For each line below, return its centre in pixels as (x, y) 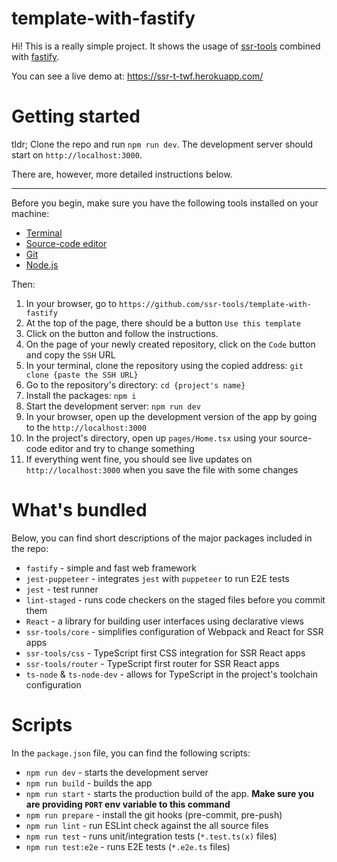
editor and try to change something (122, 448)
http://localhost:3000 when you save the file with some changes (162, 469)
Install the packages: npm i (81, 395)
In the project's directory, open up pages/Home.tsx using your (151, 438)
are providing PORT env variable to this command (128, 804)
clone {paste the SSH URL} (82, 375)
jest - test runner (62, 589)
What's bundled (79, 510)
